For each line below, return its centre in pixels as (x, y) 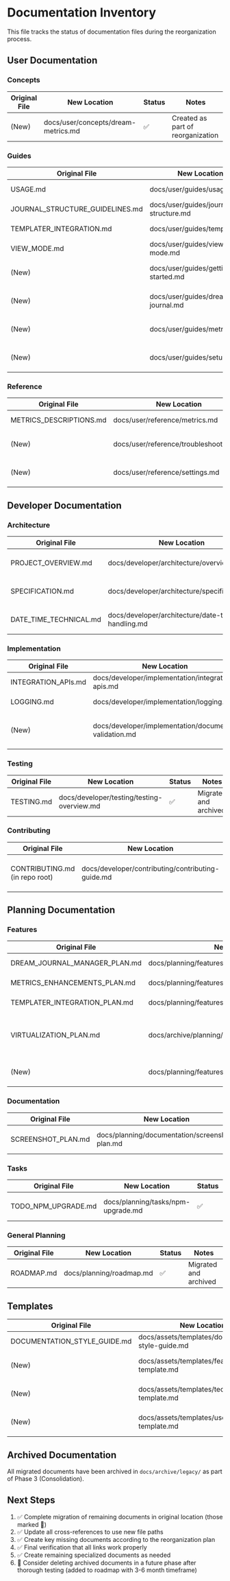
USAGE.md (28, 189)
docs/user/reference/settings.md (166, 473)
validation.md (115, 734)
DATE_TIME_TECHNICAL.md (56, 619)
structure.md (170, 213)
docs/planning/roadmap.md (108, 1273)
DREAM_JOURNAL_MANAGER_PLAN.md (76, 963)
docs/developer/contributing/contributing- (151, 868)
